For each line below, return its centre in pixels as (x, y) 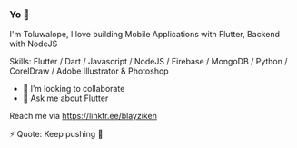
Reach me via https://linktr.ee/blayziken (83, 116)
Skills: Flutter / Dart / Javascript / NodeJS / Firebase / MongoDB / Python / (148, 62)
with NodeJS (34, 44)
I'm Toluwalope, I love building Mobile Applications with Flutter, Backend (144, 35)
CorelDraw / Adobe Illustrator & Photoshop (89, 71)
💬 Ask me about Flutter (65, 98)
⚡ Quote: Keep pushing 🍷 (56, 134)
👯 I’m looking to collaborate (74, 89)
